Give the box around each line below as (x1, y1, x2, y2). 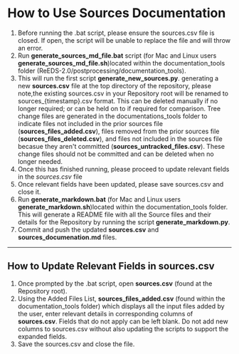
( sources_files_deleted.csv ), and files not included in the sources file (17, 134, 223, 143)
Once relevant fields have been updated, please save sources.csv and (17, 179, 224, 188)
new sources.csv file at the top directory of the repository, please (17, 81, 212, 90)
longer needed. (17, 157, 63, 165)
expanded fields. (17, 332, 68, 340)
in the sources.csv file (17, 172, 83, 181)
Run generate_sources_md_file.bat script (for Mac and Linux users (17, 51, 217, 60)
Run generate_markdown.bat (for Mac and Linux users (17, 194, 181, 204)
